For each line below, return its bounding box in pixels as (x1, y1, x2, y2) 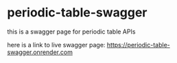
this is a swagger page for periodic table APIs (7, 27, 136, 36)
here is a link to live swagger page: (7, 40, 106, 49)
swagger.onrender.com (7, 48, 73, 56)
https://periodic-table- (106, 40, 170, 49)
